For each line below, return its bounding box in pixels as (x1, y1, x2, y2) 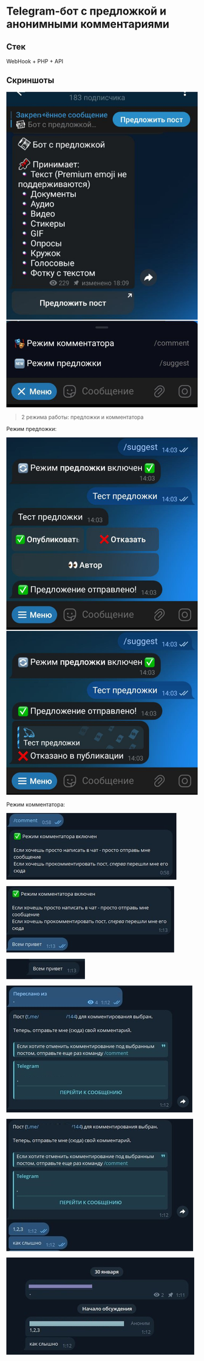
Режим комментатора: (6, 801, 66, 808)
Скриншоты (6, 75, 55, 86)
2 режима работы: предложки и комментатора (21, 413, 144, 421)
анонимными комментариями (6, 17, 170, 31)
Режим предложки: (6, 425, 56, 433)
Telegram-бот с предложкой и (6, 4, 167, 18)
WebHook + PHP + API (6, 58, 64, 65)
